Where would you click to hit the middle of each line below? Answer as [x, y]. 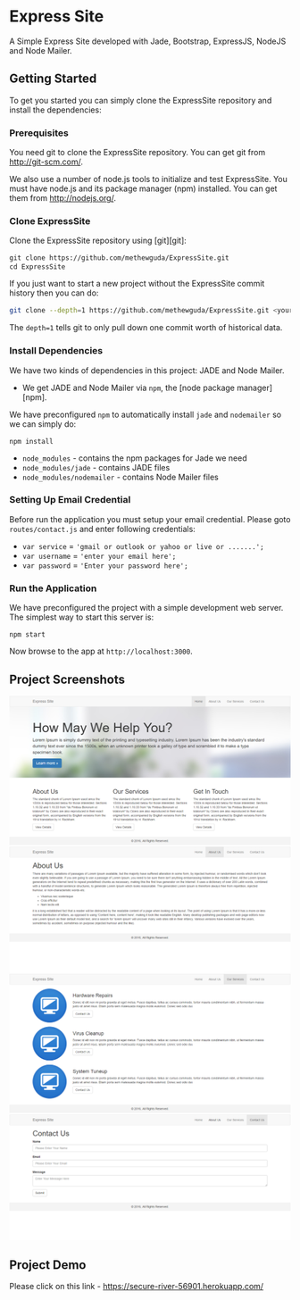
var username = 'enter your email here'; [99, 555]
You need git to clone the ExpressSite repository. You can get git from [137, 153]
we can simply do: [43, 424]
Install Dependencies [56, 351]
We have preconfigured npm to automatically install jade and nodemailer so [146, 414]
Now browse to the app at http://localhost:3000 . [101, 651]
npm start [28, 635]
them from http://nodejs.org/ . [62, 198]
